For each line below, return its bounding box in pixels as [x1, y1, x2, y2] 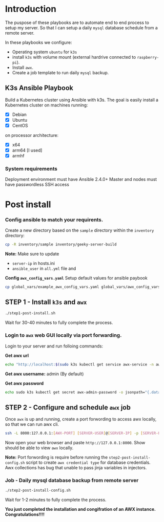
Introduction [5, 3, 57, 15]
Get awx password [5, 380, 44, 386]
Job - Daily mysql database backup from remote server [5, 477, 139, 483]
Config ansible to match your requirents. [5, 216, 103, 223]
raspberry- [137, 55, 159, 60]
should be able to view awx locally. [5, 445, 74, 451]
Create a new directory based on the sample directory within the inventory [5, 227, 154, 233]
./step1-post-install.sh [5, 311, 56, 316]
